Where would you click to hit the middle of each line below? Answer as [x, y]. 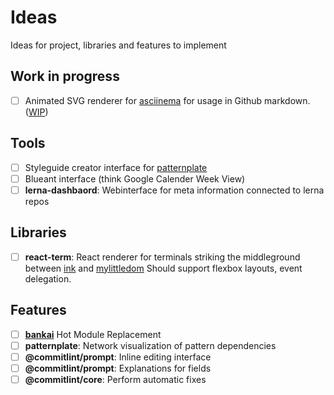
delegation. [48, 278]
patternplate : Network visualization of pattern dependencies [150, 345]
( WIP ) [36, 112]
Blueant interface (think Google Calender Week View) [135, 178]
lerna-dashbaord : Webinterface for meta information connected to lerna [174, 190]
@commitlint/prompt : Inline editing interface [118, 357]
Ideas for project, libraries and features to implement [118, 45]
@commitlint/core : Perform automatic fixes [115, 379]
